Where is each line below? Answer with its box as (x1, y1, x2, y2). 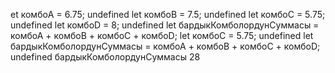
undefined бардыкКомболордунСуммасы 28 (10, 51, 201, 63)
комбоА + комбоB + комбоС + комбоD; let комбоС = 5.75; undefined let (10, 30, 314, 41)
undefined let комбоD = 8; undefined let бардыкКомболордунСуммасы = (10, 19, 320, 31)
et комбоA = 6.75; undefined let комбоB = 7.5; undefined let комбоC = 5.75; (10, 9, 326, 20)
